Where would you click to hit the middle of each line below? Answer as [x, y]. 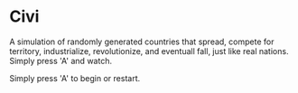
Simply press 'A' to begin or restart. [75, 78]
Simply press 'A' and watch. [61, 60]
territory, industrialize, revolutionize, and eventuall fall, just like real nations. [149, 51]
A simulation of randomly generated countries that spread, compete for [142, 42]
